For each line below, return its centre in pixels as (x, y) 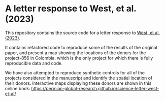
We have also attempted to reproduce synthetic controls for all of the (75, 72)
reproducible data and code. (34, 63)
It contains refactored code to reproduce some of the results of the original (81, 47)
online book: (18, 88)
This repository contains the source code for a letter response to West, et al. (82, 33)
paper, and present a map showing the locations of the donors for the (76, 53)
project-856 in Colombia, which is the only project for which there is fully (79, 58)
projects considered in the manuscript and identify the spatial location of (79, 78)
